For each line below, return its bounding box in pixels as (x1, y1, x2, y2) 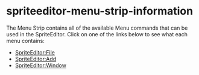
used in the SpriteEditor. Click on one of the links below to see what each (6, 30, 188, 37)
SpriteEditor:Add (14, 55, 57, 62)
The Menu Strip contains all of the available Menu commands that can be (6, 24, 188, 31)
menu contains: (6, 37, 45, 44)
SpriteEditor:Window (14, 62, 66, 69)
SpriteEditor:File (14, 48, 55, 56)
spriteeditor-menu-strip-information (6, 4, 194, 18)
